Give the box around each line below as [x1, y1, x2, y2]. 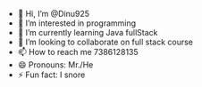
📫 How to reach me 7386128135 [17, 47, 139, 57]
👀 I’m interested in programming [17, 18, 137, 28]
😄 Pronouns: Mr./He [17, 59, 94, 70]
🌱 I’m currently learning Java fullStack [17, 28, 158, 37]
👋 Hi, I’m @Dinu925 [17, 9, 90, 19]
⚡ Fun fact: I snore [17, 69, 86, 80]
